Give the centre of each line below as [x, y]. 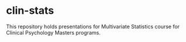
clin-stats [30, 11]
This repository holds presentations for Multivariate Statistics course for [93, 26]
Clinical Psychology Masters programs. [53, 32]
